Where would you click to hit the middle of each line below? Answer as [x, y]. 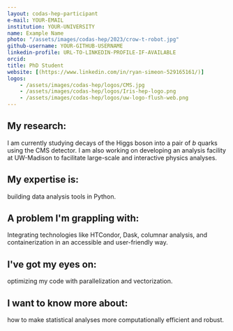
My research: [37, 126]
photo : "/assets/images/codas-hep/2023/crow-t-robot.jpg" [93, 40]
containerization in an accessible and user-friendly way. [88, 243]
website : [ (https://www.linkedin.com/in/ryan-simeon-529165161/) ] [106, 72]
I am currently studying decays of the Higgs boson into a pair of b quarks [112, 143]
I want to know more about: [68, 303]
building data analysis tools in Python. [62, 197]
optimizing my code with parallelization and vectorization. [90, 281]
